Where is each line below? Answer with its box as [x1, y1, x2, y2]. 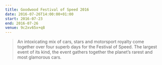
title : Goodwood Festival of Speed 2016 [5, 7, 90, 12]
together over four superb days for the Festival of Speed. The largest [17, 44, 158, 50]
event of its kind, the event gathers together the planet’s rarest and [17, 49, 153, 55]
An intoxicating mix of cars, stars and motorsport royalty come [17, 39, 144, 44]
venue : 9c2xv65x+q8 [5, 25, 45, 30]
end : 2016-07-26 [5, 21, 38, 26]
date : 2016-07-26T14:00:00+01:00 [5, 12, 74, 17]
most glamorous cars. [17, 54, 62, 60]
